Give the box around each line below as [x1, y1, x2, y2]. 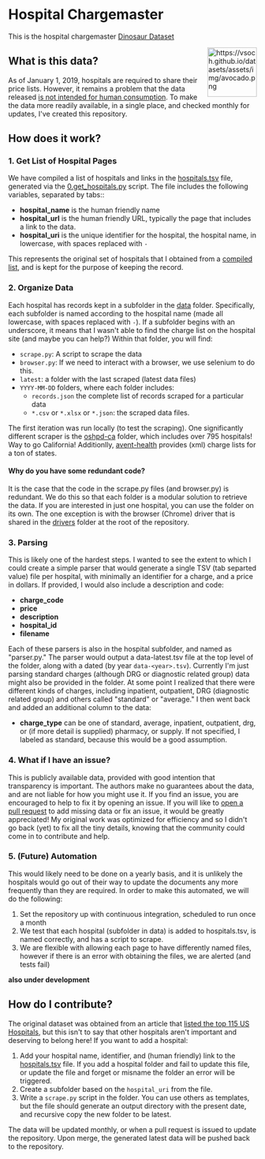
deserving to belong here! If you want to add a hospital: [8, 1035, 188, 1045]
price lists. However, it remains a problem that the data [8, 84, 185, 93]
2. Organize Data [8, 282, 74, 293]
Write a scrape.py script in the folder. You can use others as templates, [19, 1093, 250, 1102]
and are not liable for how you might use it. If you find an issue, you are [8, 789, 239, 798]
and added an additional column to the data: [8, 703, 151, 712]
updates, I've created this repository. [8, 109, 128, 118]
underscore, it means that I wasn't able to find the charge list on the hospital [8, 325, 256, 335]
